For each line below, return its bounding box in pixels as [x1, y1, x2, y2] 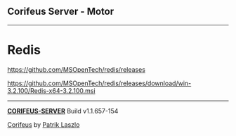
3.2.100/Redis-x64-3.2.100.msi [7, 86, 96, 94]
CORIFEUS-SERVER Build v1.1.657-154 [7, 106, 119, 115]
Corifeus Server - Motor [7, 6, 114, 18]
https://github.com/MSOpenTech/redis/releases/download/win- [7, 79, 192, 87]
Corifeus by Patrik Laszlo [7, 120, 80, 129]
